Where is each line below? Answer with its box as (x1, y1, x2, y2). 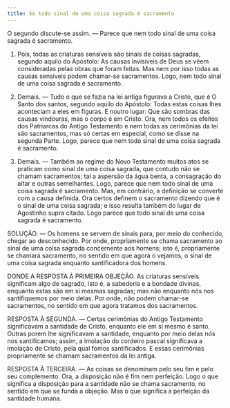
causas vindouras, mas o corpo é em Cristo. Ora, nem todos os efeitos (17, 115, 219, 123)
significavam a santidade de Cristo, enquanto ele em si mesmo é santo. (7, 322, 211, 330)
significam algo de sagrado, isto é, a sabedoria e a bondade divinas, (7, 279, 202, 287)
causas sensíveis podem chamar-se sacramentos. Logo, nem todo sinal (17, 72, 222, 80)
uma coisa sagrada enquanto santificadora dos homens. (7, 258, 168, 266)
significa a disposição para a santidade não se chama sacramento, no (7, 379, 206, 387)
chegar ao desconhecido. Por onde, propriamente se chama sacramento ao (7, 236, 222, 245)
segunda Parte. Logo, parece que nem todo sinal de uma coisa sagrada (17, 136, 221, 145)
